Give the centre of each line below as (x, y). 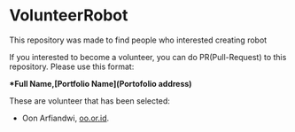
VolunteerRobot (69, 16)
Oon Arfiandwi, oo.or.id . (66, 118)
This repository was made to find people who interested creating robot (138, 40)
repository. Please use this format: (72, 66)
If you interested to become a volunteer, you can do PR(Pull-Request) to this (148, 57)
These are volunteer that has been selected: (89, 101)
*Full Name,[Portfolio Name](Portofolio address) (101, 83)
